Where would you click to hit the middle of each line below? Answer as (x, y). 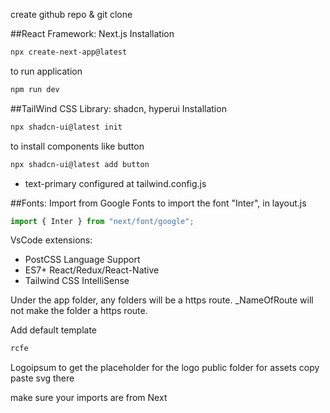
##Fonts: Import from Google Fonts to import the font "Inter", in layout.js (158, 203)
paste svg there (42, 378)
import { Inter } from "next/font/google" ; (102, 221)
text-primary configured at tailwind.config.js (115, 183)
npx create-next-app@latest (69, 52)
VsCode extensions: (51, 240)
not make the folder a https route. (79, 311)
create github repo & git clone (71, 14)
